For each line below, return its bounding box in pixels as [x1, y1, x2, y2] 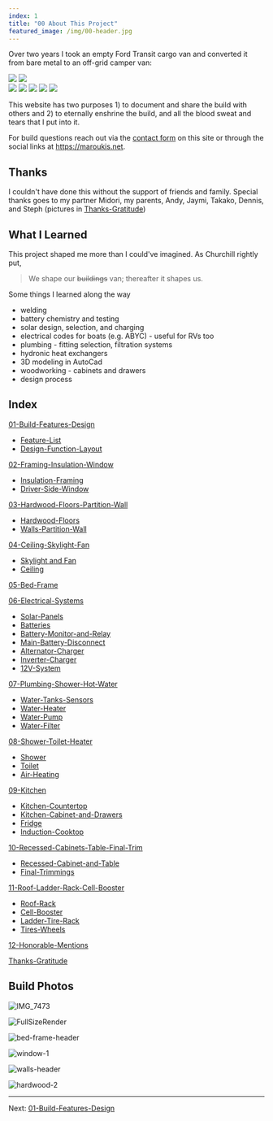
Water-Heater [19, 703, 67, 713]
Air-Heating [19, 769, 59, 779]
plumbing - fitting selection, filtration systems [19, 340, 173, 350]
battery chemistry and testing [19, 314, 119, 324]
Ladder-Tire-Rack [19, 915, 80, 925]
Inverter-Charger [19, 654, 77, 664]
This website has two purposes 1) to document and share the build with [8, 100, 248, 110]
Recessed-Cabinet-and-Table [19, 858, 120, 868]
